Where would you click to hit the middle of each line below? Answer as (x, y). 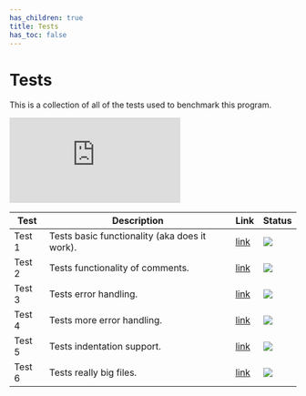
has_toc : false (38, 35)
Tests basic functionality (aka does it (127, 236)
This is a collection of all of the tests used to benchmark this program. (141, 105)
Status (277, 221)
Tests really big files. (93, 372)
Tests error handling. (93, 294)
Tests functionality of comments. (119, 268)
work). (63, 248)
